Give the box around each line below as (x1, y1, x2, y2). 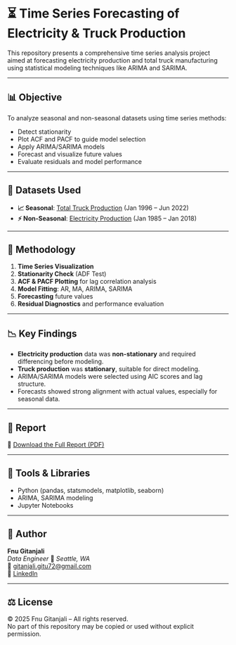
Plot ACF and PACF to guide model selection (17, 134, 146, 143)
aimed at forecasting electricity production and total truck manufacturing (7, 56, 218, 64)
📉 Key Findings (7, 327, 77, 339)
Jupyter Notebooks (17, 501, 74, 509)
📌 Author (7, 528, 47, 540)
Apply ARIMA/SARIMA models (17, 142, 105, 151)
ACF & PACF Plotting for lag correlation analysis (17, 277, 157, 286)
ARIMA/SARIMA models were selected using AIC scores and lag (17, 372, 203, 381)
